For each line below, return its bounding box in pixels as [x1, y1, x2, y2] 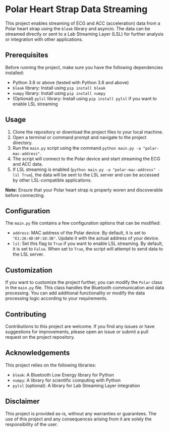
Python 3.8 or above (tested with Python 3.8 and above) [12, 79, 129, 85]
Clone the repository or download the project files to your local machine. [12, 129, 163, 135]
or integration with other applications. [5, 36, 83, 42]
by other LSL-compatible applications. [12, 177, 92, 183]
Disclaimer [5, 397, 40, 406]
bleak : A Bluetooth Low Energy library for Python [12, 372, 115, 378]
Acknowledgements [5, 349, 70, 357]
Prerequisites [5, 51, 48, 59]
